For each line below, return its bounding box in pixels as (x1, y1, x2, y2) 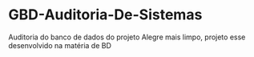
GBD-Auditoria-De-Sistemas (8, 6, 203, 24)
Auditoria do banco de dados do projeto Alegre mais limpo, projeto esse (8, 32, 246, 42)
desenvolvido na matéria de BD (8, 40, 112, 50)
